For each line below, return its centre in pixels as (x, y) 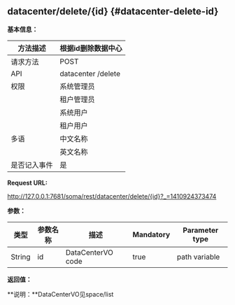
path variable (199, 257)
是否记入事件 (32, 165)
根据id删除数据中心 (91, 48)
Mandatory (151, 234)
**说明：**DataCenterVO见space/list (60, 294)
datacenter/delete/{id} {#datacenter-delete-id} (113, 12)
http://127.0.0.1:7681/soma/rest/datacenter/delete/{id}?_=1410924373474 (112, 196)
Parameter (201, 230)
